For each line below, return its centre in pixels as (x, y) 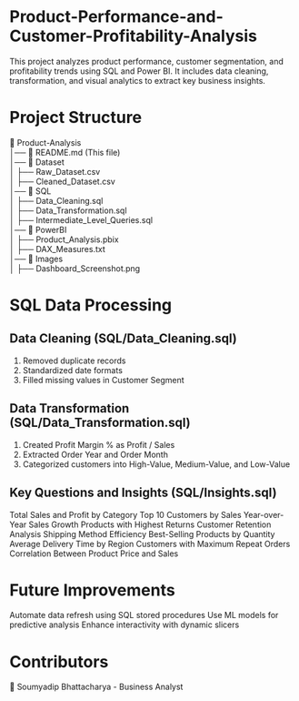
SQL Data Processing (91, 305)
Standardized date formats (72, 370)
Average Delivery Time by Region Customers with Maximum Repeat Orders (150, 544)
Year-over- (264, 514)
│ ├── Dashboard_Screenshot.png (75, 268)
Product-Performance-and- (117, 17)
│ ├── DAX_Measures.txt (58, 249)
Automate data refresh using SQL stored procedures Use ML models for (144, 615)
